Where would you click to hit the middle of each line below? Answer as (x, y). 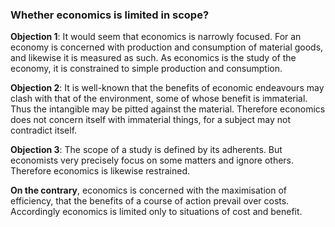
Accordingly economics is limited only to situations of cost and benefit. (156, 212)
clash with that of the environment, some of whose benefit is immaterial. (159, 99)
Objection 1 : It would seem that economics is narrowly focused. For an (156, 37)
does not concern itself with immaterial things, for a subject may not (150, 120)
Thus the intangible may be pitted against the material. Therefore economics (168, 109)
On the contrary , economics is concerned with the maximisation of (148, 190)
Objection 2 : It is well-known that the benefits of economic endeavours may (167, 88)
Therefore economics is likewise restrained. (100, 171)
